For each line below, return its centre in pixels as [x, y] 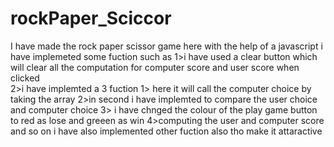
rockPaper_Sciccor [91, 18]
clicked [25, 78]
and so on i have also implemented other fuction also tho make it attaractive [166, 131]
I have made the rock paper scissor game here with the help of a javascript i [166, 46]
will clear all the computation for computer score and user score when [155, 67]
